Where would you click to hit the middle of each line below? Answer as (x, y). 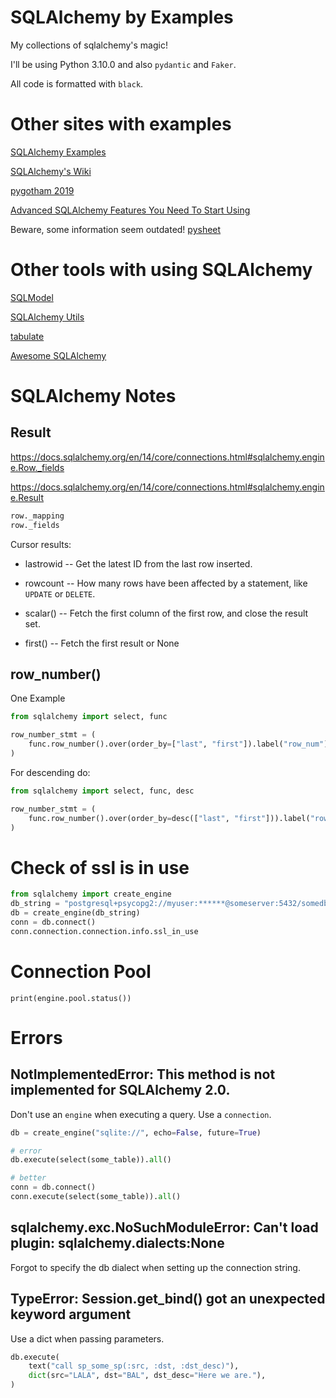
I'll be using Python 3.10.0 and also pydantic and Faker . (123, 64)
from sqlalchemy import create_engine (91, 894)
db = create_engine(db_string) (75, 913)
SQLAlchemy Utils (47, 317)
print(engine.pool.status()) (71, 998)
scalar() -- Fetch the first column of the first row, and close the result (166, 613)
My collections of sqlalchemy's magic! (89, 45)
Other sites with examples (121, 124)
